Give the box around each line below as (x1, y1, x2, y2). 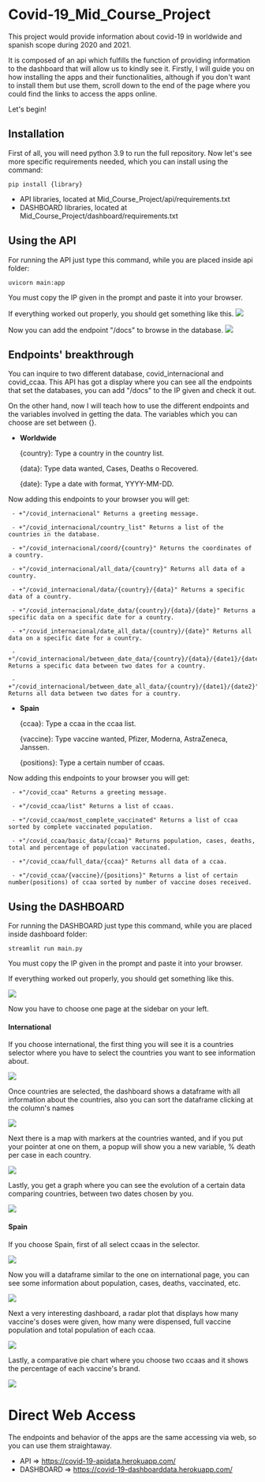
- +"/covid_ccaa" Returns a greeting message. (11, 788, 168, 796)
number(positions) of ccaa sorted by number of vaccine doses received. (8, 879, 252, 887)
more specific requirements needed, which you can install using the (8, 157, 229, 166)
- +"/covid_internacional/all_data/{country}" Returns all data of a (11, 565, 245, 573)
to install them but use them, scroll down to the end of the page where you (8, 81, 251, 90)
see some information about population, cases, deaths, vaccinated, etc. (8, 1278, 241, 1287)
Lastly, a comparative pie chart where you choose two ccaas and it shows (8, 1355, 248, 1365)
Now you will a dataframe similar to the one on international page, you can (8, 1269, 250, 1279)
